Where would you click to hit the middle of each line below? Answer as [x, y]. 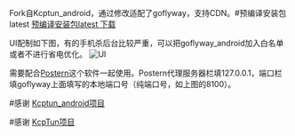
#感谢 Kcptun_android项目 [57, 103]
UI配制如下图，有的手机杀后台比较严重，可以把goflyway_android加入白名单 [147, 43]
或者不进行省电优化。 [48, 54]
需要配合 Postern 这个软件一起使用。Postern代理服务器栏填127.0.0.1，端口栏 [146, 73]
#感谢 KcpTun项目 [42, 122]
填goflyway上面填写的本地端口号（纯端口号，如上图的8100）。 [123, 84]
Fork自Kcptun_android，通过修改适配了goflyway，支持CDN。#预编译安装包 [148, 13]
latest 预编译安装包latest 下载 [63, 24]
